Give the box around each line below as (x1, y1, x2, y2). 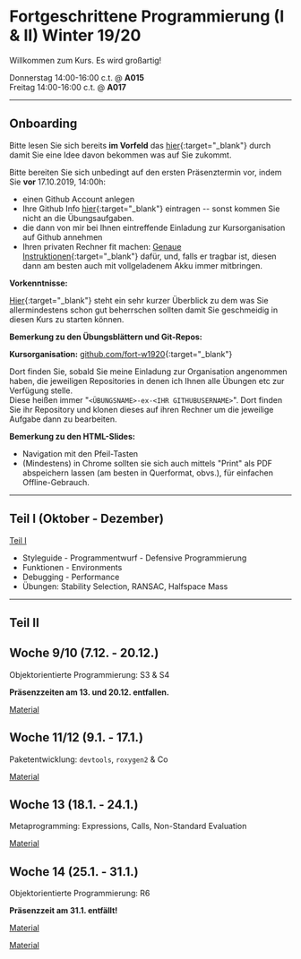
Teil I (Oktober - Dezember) (9, 511, 164, 527)
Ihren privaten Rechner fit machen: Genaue (21, 241, 182, 252)
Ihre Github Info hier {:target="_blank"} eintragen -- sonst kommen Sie (21, 203, 280, 214)
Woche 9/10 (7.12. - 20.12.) (9, 646, 159, 661)
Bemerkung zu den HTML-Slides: (9, 431, 136, 441)
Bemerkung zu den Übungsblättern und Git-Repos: (9, 331, 203, 342)
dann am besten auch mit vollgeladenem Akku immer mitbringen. (21, 260, 262, 270)
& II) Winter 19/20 (9, 25, 142, 46)
